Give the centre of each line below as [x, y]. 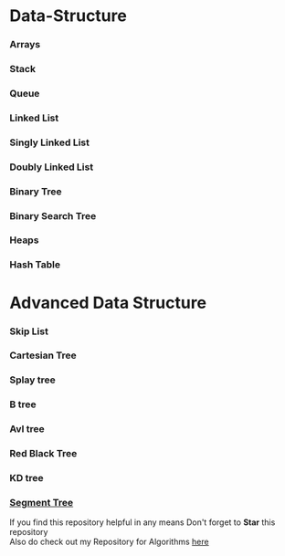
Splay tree [33, 380]
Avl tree [27, 429]
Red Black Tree [43, 454]
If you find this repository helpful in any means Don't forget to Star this [142, 522]
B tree [23, 404]
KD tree [26, 478]
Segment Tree [42, 502]
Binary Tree [36, 191]
